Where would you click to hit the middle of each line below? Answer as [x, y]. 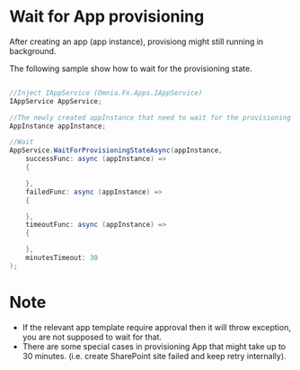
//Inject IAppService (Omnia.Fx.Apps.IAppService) [106, 93]
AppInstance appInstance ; [57, 126]
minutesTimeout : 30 [62, 258]
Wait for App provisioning [107, 17]
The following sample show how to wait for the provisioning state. [131, 68]
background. [33, 50]
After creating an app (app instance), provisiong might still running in [137, 41]
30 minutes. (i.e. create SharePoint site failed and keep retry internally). [154, 356]
